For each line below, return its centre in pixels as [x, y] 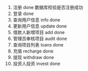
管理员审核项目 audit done [40, 38]
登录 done [23, 13]
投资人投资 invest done [36, 63]
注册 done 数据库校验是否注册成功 [48, 7]
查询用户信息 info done [36, 20]
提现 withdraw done [33, 57]
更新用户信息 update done [40, 26]
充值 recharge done [33, 51]
